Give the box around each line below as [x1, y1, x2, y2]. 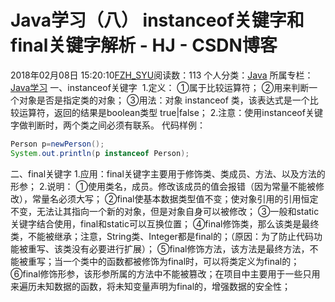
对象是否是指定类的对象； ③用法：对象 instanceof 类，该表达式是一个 [18, 94, 310, 106]
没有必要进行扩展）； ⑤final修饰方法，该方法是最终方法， [71, 242, 310, 255]
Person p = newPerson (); [10, 139, 105, 149]
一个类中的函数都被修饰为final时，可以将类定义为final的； [62, 255, 300, 267]
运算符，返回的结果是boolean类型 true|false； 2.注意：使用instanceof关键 [18, 106, 323, 118]
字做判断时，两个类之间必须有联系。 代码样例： [10, 119, 206, 131]
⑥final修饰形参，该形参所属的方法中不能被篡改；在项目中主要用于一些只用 [10, 267, 321, 280]
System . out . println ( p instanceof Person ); [10, 148, 190, 158]
